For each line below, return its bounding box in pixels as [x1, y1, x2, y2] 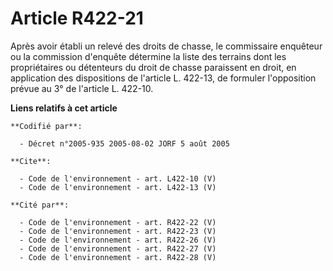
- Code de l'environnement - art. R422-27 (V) [19, 243, 217, 254]
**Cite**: [10, 156, 52, 166]
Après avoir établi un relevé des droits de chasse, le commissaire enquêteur [10, 40, 323, 52]
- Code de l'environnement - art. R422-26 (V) [19, 235, 217, 245]
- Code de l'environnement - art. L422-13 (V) [19, 182, 217, 192]
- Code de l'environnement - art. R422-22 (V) [19, 217, 217, 227]
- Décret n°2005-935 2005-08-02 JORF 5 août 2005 [19, 138, 230, 149]
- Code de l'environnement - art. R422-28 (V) [19, 252, 217, 262]
